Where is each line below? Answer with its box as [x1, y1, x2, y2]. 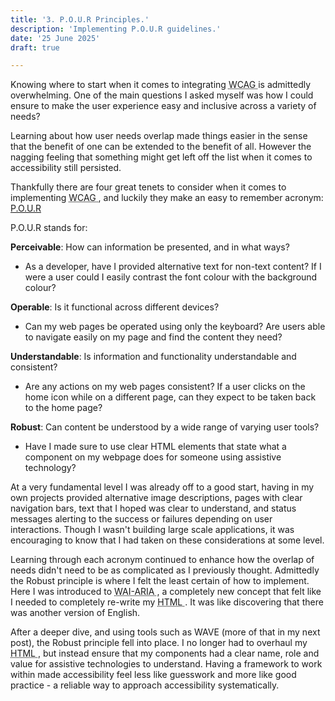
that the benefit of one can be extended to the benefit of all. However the [10, 141, 312, 153]
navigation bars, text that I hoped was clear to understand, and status [10, 502, 297, 515]
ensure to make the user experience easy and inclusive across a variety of [10, 100, 317, 112]
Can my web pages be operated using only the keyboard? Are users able [24, 321, 326, 333]
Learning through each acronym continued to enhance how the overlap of [10, 554, 315, 566]
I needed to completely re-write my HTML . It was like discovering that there [10, 596, 324, 608]
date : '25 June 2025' [10, 33, 101, 43]
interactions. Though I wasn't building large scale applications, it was [10, 524, 295, 536]
